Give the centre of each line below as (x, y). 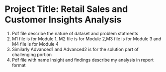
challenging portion (32, 54)
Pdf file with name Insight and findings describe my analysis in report (83, 60)
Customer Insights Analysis (63, 20)
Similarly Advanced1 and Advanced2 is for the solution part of (75, 49)
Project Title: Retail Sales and (66, 9)
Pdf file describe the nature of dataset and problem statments (75, 33)
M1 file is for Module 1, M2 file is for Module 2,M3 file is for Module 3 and (86, 39)
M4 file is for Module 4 (35, 44)
